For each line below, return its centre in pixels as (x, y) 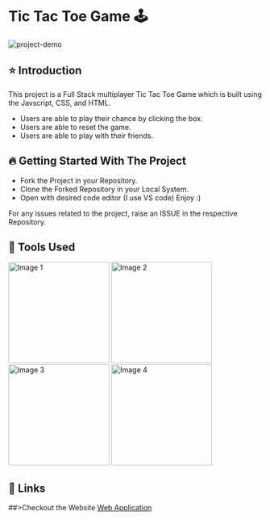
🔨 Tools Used (42, 247)
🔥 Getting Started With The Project (98, 161)
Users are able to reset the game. (75, 127)
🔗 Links (27, 488)
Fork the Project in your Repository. (79, 180)
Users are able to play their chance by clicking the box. (111, 118)
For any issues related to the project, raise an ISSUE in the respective (123, 213)
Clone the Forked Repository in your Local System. (104, 189)
